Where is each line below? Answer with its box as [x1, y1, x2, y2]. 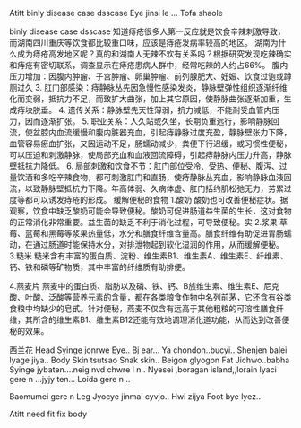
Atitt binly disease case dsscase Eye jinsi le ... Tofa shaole [9, 8, 224, 18]
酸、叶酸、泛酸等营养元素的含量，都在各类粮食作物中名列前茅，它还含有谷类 [9, 292, 292, 302]
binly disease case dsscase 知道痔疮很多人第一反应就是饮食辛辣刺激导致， [9, 26, 286, 37]
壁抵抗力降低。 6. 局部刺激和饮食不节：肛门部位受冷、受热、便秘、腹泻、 [9, 161, 280, 171]
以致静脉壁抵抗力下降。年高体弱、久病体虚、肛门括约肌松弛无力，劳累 [24, 183, 284, 194]
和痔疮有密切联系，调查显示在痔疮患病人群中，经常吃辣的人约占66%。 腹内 [9, 60, 288, 70]
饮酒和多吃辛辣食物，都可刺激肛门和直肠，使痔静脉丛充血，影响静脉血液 [16, 172, 284, 182]
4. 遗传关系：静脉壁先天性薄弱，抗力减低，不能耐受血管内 [57, 105, 272, 115]
